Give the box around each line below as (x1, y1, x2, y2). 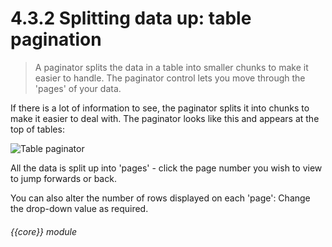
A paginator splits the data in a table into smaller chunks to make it (34, 61, 309, 73)
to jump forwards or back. (10, 172, 117, 184)
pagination (10, 28, 102, 51)
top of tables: (10, 123, 65, 135)
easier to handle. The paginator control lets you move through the (34, 72, 306, 84)
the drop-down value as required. (10, 202, 149, 214)
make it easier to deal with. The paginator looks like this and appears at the (10, 112, 320, 124)
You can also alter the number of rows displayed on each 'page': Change (10, 192, 311, 204)
